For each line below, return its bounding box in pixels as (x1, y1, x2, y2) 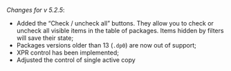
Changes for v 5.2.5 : (6, 6, 65, 14)
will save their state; (16, 34, 74, 42)
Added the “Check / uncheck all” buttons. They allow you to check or (16, 19, 214, 27)
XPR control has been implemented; (16, 48, 119, 57)
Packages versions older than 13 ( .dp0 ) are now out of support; (16, 41, 196, 49)
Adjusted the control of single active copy (16, 56, 136, 64)
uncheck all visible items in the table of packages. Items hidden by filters (16, 27, 224, 34)
